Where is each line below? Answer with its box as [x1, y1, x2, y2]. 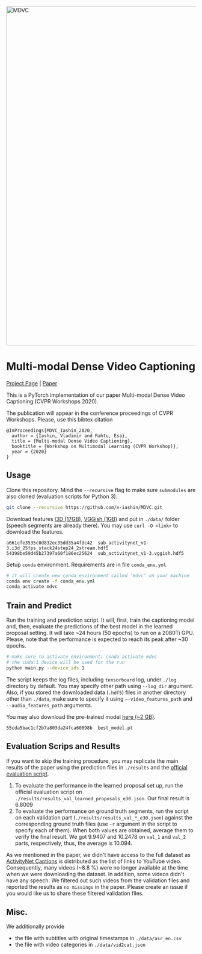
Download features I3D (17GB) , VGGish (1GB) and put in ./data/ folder [6, 515, 180, 522]
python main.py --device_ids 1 [6, 665, 85, 671]
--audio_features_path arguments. [6, 701, 93, 709]
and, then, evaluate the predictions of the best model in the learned [6, 623, 173, 630]
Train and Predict [6, 600, 72, 611]
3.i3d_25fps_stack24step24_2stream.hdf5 [6, 545, 109, 551]
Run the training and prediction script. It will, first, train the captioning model [6, 616, 195, 624]
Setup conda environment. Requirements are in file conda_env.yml [6, 561, 167, 568]
